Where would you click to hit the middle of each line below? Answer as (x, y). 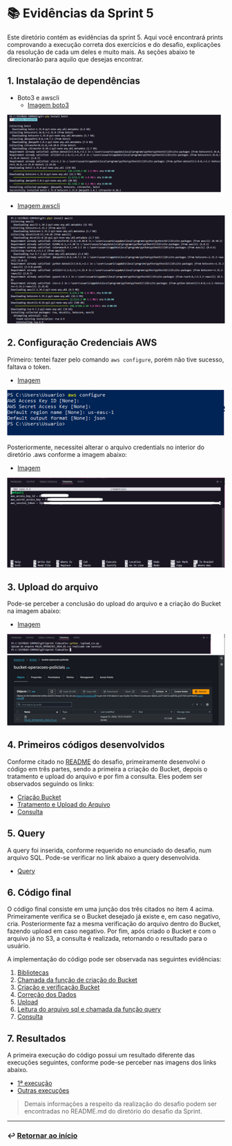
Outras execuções (43, 1091)
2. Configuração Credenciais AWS (82, 343)
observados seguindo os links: (51, 783)
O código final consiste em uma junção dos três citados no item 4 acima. (111, 909)
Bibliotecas (33, 973)
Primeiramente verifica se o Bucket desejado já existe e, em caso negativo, (114, 917)
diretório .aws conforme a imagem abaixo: (67, 454)
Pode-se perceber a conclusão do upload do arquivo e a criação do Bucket (114, 604)
